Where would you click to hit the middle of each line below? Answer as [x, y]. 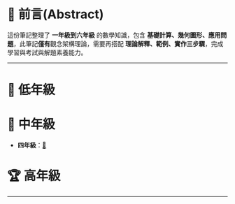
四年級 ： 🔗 [32, 145]
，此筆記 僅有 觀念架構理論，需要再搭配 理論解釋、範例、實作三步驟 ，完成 [119, 43]
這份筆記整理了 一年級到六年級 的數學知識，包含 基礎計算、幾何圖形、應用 [114, 35]
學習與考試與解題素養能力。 [47, 52]
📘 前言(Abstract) [56, 14]
